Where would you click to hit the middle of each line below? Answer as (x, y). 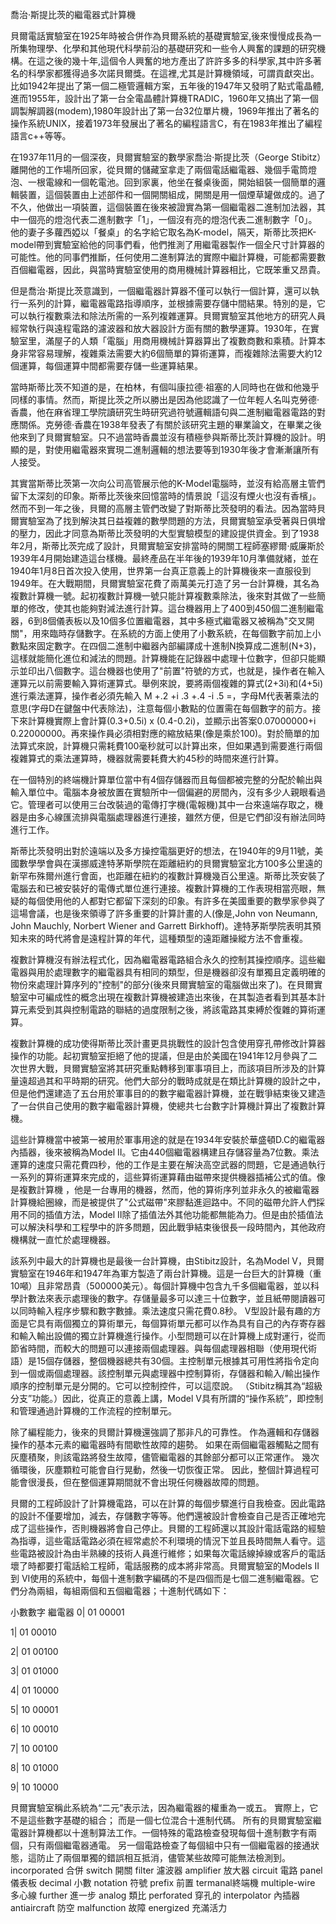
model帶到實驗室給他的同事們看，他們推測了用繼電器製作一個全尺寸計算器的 (167, 244)
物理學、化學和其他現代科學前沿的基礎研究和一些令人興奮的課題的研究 (172, 48)
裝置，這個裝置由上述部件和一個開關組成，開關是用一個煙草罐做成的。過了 (172, 194)
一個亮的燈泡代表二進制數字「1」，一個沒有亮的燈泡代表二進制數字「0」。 (168, 219)
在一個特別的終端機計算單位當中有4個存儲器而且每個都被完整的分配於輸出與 (166, 779)
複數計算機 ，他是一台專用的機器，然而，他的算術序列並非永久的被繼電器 (169, 1189)
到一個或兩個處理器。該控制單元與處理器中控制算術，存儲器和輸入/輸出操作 (165, 1373)
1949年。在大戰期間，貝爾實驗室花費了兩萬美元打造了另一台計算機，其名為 (165, 583)
